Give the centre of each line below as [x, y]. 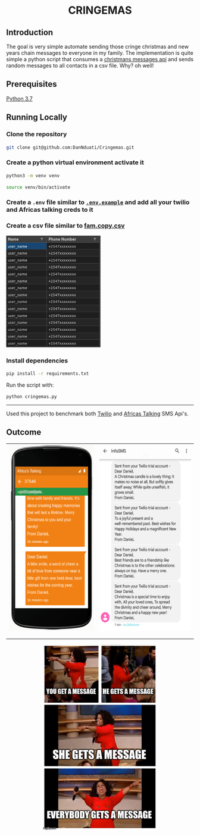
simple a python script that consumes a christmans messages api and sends [100, 59]
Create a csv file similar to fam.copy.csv [65, 226]
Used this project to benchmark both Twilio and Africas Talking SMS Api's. [97, 414]
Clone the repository [37, 134]
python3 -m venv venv [33, 176]
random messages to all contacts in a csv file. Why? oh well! [80, 65]
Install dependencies [37, 361]
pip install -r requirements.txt [48, 373]
